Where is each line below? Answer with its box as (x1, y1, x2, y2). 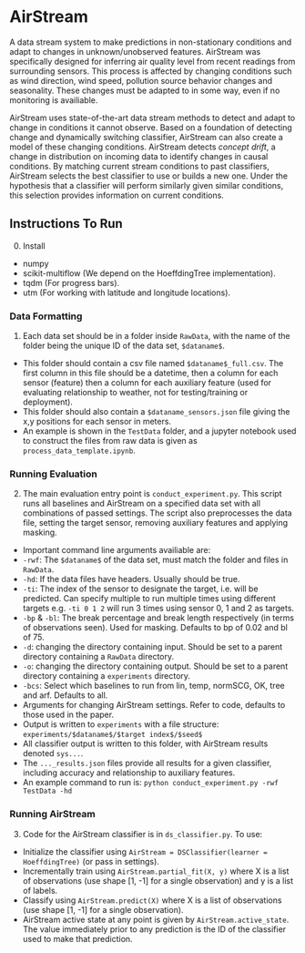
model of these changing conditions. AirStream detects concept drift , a (9, 141, 276, 152)
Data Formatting (9, 310, 83, 323)
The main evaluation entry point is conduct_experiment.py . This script (22, 488, 282, 499)
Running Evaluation (9, 467, 97, 480)
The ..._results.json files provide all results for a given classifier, (22, 758, 272, 769)
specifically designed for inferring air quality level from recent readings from (9, 56, 296, 67)
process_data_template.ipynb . (22, 445, 137, 456)
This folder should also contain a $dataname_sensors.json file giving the (22, 406, 290, 417)
